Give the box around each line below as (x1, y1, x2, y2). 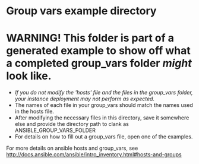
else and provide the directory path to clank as (14, 121, 129, 128)
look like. (6, 70, 52, 83)
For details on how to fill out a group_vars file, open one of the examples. (14, 133, 193, 140)
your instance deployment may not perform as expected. (14, 95, 155, 102)
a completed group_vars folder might (6, 56, 192, 70)
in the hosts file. (14, 108, 55, 115)
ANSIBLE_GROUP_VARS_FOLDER (14, 127, 96, 134)
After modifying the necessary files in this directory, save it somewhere (14, 114, 189, 121)
